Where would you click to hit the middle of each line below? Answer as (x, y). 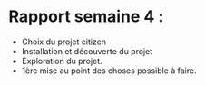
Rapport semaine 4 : (86, 17)
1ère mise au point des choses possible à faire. (109, 71)
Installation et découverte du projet (87, 51)
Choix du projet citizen (63, 42)
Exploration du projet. (62, 61)
